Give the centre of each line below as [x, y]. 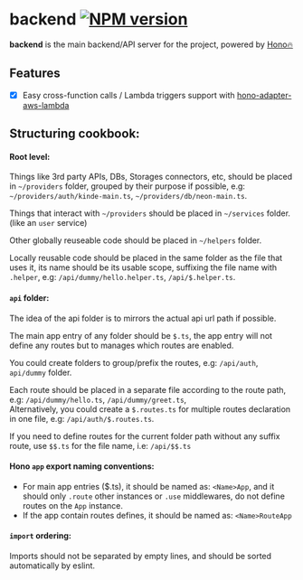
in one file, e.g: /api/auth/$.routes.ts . [82, 418]
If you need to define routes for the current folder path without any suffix [145, 436]
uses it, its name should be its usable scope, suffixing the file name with [143, 267]
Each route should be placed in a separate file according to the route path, [148, 389]
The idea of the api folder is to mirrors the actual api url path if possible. [143, 318]
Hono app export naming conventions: [82, 466]
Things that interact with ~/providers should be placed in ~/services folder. [150, 213]
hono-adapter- [264, 95]
